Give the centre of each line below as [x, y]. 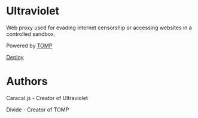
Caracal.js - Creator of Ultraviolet [47, 98]
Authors [27, 81]
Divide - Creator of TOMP [38, 110]
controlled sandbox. [31, 34]
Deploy [15, 57]
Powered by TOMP [29, 46]
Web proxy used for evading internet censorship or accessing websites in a [99, 28]
